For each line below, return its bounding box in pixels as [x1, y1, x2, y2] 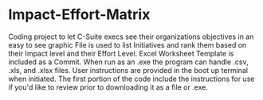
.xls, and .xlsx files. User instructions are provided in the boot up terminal [8, 65, 249, 75]
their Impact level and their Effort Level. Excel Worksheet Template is [8, 48, 234, 58]
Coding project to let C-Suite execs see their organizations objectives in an [8, 32, 254, 41]
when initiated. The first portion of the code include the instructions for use [8, 74, 255, 83]
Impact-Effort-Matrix [8, 6, 151, 24]
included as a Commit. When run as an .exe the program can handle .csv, [8, 57, 249, 67]
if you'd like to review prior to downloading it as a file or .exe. [8, 82, 209, 92]
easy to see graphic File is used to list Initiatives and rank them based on [8, 40, 247, 49]
